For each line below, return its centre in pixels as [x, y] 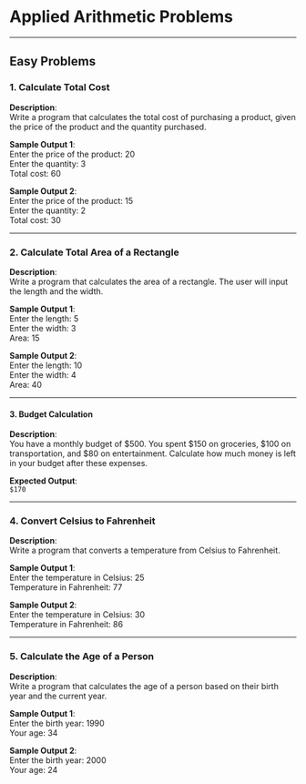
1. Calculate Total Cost [60, 87]
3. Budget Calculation [51, 414]
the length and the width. [56, 291]
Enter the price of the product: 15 [71, 200]
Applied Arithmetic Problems [122, 17]
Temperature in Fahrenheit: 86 [66, 625]
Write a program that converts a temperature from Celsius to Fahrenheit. [145, 550]
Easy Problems [53, 61]
